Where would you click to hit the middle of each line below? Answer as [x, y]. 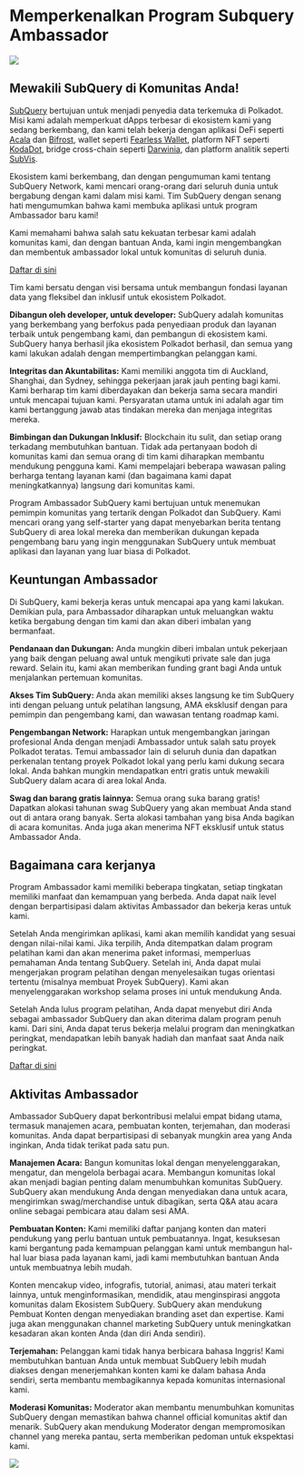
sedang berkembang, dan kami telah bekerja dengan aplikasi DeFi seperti [147, 129]
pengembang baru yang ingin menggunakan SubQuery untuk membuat [143, 541]
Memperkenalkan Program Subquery [152, 16]
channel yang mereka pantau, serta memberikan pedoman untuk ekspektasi [152, 1437]
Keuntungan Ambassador [84, 580]
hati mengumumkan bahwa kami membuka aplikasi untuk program [133, 205]
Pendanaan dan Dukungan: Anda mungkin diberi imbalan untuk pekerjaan [148, 648]
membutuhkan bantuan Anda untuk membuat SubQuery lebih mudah [138, 1361]
